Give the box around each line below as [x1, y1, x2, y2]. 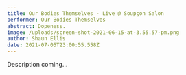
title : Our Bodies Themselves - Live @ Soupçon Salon [7, 10, 165, 17]
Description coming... [7, 61, 68, 68]
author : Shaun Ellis [7, 35, 67, 42]
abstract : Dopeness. [7, 22, 67, 29]
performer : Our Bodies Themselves [7, 16, 106, 23]
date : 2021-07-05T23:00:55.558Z [7, 42, 100, 48]
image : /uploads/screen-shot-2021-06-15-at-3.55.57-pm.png [7, 29, 180, 36]
